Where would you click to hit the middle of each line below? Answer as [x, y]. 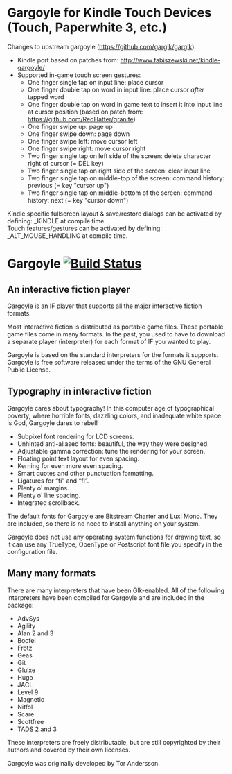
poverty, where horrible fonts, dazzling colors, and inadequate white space [114, 415]
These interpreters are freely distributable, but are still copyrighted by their [114, 742]
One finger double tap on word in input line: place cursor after [116, 89]
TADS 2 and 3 [37, 729]
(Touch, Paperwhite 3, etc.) [87, 27]
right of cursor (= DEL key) [65, 163]
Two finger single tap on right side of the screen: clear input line [119, 171]
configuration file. [32, 551]
